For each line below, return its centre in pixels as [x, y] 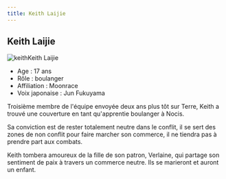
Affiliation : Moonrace [47, 86]
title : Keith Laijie [37, 13]
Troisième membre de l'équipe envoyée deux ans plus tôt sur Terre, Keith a [113, 107]
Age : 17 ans [34, 71]
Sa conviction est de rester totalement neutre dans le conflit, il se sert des [112, 127]
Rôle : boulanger [40, 78]
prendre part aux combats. [45, 142]
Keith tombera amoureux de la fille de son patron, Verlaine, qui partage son [113, 155]
